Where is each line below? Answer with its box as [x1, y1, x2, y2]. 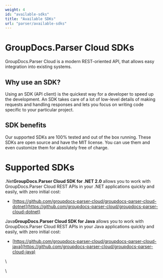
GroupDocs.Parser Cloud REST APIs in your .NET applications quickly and [5, 183, 155, 189]
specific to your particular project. [5, 107, 74, 112]
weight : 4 [5, 7, 26, 12]
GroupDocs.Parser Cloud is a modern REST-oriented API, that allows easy [5, 59, 155, 65]
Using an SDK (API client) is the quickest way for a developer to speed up [5, 91, 154, 97]
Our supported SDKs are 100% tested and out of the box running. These [5, 134, 151, 140]
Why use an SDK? [5, 78, 61, 86]
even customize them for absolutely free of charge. [5, 144, 109, 150]
